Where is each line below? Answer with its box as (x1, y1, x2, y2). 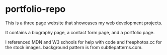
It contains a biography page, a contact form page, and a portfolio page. (5, 29, 155, 35)
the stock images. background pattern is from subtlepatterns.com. (5, 44, 143, 50)
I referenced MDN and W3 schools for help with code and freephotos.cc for (5, 39, 162, 45)
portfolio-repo (5, 3, 66, 15)
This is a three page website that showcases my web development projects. (5, 20, 162, 26)
